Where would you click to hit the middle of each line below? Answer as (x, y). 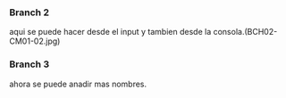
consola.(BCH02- (245, 32)
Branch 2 (29, 12)
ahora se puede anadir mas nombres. (78, 84)
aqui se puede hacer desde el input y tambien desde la (110, 32)
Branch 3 (29, 64)
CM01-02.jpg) (35, 41)
